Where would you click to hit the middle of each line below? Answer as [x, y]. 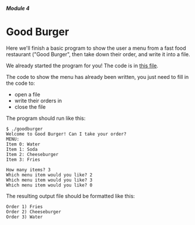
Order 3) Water [25, 217]
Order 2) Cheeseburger [34, 212]
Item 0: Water [23, 144]
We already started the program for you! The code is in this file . [82, 65]
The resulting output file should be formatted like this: [71, 196]
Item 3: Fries [23, 160]
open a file [27, 94]
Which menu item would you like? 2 [49, 175]
